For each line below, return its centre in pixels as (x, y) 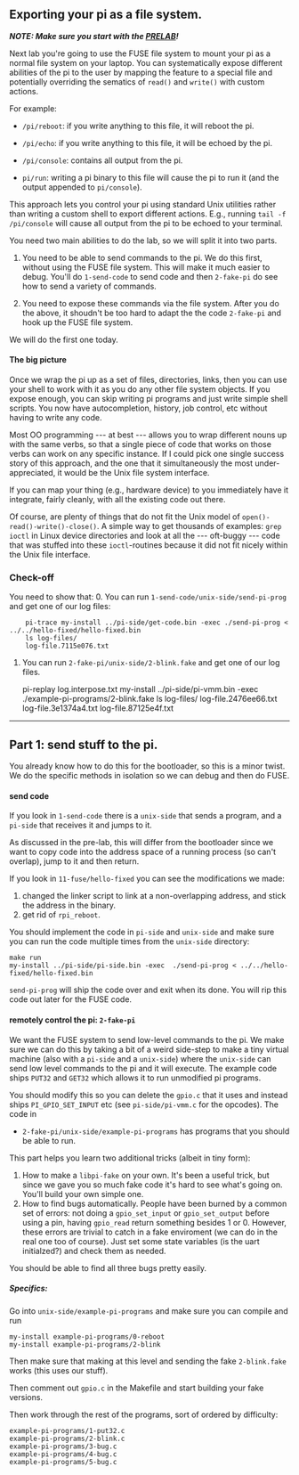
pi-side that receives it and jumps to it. (81, 825)
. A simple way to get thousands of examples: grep (189, 526)
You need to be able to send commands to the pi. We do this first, (142, 257)
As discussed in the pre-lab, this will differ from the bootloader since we (141, 843)
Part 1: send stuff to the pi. (84, 744)
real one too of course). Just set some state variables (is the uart (141, 1241)
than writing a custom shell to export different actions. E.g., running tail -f (148, 214)
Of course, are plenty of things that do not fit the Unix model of (125, 517)
